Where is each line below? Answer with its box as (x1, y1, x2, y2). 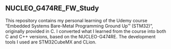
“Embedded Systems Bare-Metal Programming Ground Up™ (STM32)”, (5, 23, 153, 29)
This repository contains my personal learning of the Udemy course (5, 17, 148, 23)
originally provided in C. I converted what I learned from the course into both (5, 28, 166, 34)
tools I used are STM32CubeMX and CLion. (5, 39, 97, 45)
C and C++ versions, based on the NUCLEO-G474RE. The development (5, 33, 156, 39)
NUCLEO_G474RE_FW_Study (5, 4, 100, 13)
